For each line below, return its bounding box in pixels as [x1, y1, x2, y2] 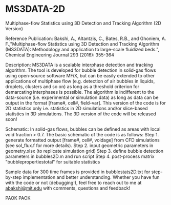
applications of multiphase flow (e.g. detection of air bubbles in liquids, [5, 78, 155, 84]
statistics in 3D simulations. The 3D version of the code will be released [5, 111, 156, 117]
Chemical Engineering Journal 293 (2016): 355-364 [5, 52, 114, 58]
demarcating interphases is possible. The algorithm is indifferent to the [5, 89, 155, 95]
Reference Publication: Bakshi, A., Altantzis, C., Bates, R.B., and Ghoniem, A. [5, 35, 166, 42]
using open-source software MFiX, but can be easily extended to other [5, 72, 155, 78]
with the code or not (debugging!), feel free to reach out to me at [5, 179, 142, 186]
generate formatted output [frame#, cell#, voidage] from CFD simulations [5, 137, 160, 143]
